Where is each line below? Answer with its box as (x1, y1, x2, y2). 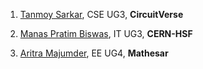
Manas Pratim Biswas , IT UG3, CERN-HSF (19, 28, 193, 39)
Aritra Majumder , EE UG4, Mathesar (19, 47, 169, 59)
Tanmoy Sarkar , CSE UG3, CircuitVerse (19, 9, 184, 20)
